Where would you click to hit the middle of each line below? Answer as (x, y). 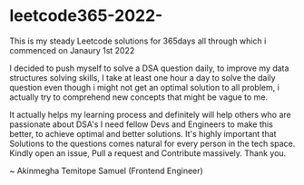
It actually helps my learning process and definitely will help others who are (151, 114)
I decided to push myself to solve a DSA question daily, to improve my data (149, 68)
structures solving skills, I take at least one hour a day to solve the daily (142, 77)
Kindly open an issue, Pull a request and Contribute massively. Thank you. (148, 153)
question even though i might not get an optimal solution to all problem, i (144, 87)
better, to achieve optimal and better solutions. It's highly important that (143, 133)
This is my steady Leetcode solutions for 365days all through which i (138, 41)
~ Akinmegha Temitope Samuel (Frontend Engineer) (107, 170)
